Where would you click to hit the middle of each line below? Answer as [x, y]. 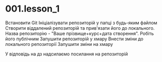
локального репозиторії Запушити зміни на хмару [59, 44]
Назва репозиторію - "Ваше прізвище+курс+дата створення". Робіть [79, 33]
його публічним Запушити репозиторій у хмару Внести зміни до [74, 39]
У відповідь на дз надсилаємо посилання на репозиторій [67, 54]
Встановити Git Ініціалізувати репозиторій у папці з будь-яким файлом [81, 23]
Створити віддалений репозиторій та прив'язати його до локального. [80, 28]
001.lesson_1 [32, 9]
